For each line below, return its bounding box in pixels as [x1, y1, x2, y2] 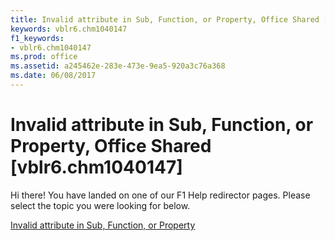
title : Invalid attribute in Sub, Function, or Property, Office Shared [10, 14, 320, 25]
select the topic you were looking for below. [10, 199, 191, 211]
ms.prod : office [10, 52, 78, 62]
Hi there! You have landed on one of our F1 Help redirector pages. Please [10, 189, 311, 201]
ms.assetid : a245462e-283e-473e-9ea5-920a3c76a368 [10, 61, 226, 71]
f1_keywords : [10, 33, 65, 43]
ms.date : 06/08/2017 [10, 71, 97, 81]
